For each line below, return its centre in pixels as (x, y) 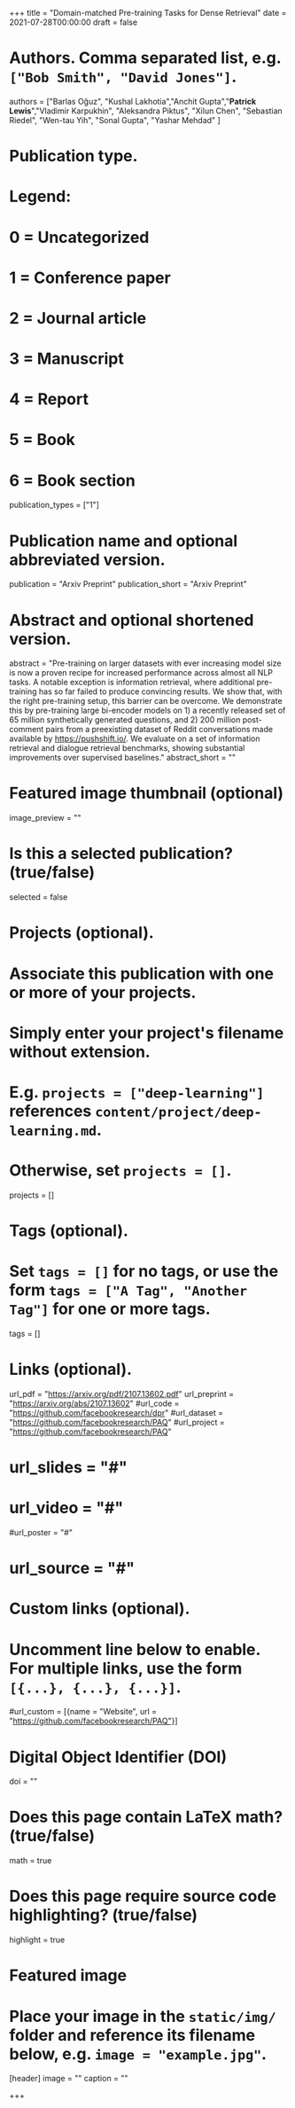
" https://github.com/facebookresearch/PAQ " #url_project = (117, 1422)
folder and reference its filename (132, 2035)
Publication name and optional (124, 541)
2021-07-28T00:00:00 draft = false (74, 22)
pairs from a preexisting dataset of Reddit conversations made (159, 730)
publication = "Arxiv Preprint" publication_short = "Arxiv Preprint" (128, 584)
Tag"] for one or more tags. (110, 1309)
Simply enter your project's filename (147, 1033)
